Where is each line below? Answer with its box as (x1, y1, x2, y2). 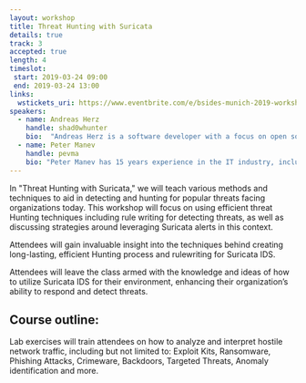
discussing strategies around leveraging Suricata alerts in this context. (9, 221, 273, 233)
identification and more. (9, 366, 99, 377)
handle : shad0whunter (25, 124, 107, 133)
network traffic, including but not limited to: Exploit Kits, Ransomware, (9, 346, 271, 357)
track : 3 (9, 38, 43, 48)
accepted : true (9, 47, 67, 57)
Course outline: (9, 312, 99, 327)
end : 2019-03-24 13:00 (13, 81, 100, 90)
